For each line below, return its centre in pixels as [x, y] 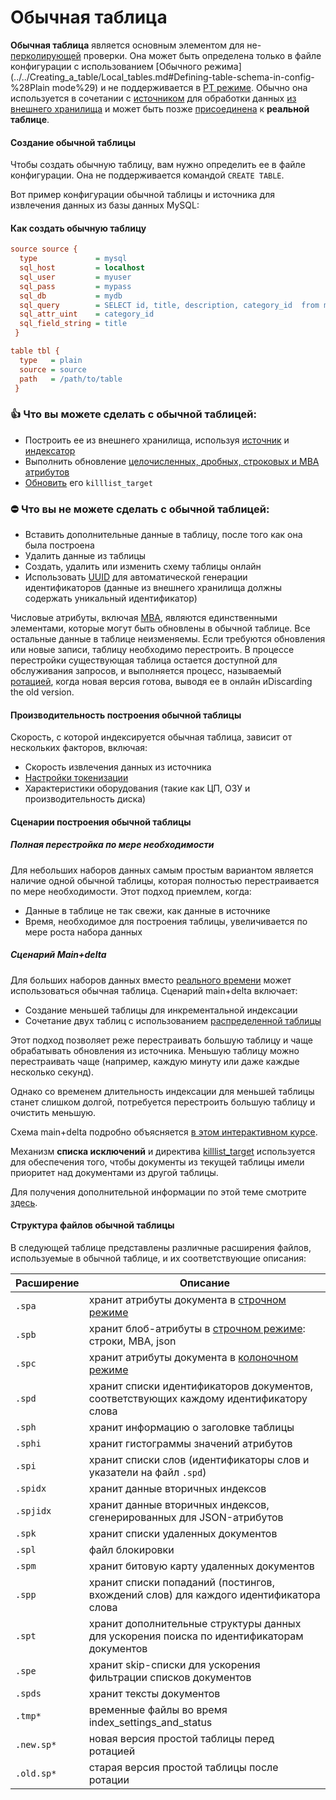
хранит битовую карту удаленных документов [201, 1566]
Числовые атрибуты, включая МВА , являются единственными [144, 618]
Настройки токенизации [76, 778]
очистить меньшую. [53, 1112]
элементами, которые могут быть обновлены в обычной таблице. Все [160, 628]
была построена [59, 545]
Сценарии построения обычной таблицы [101, 822]
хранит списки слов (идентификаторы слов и [199, 1459]
